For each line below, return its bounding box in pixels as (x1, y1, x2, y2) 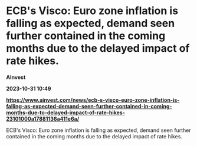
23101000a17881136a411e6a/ (6, 115, 80, 122)
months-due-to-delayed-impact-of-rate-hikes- (6, 109, 125, 116)
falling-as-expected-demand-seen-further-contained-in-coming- (6, 102, 172, 109)
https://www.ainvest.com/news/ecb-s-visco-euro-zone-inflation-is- (6, 96, 180, 104)
